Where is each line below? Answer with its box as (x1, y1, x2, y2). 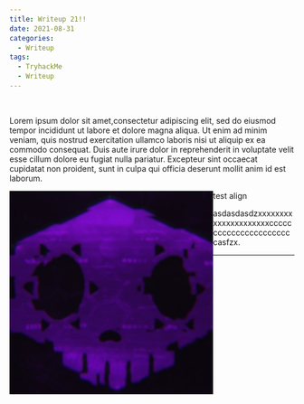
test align (213, 190, 248, 201)
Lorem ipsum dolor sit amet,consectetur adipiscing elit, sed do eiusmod (9, 115, 276, 126)
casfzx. (213, 236, 241, 248)
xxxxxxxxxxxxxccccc (213, 217, 292, 228)
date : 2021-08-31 (9, 23, 75, 33)
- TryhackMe (17, 62, 63, 71)
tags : (9, 52, 30, 62)
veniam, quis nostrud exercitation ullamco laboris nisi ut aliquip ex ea (9, 134, 266, 145)
